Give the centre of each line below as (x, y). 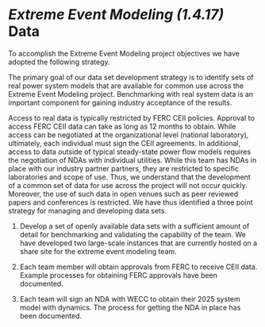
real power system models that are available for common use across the (126, 86)
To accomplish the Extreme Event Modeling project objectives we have (124, 53)
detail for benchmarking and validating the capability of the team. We (132, 234)
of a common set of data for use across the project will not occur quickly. (128, 185)
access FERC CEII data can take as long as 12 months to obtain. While (122, 126)
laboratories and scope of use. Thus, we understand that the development (130, 177)
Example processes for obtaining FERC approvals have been (119, 275)
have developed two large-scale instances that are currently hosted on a (138, 243)
